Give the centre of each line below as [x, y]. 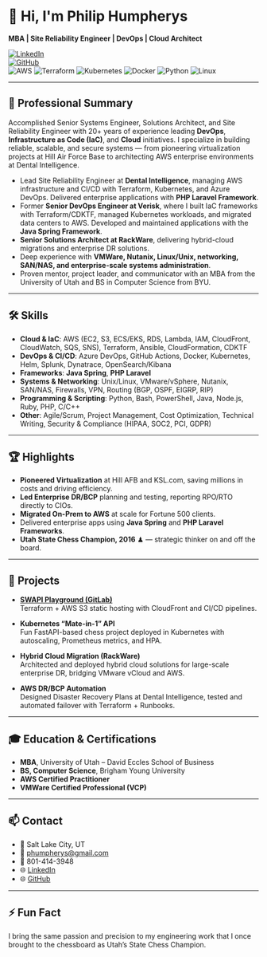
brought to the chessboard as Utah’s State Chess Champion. [107, 944]
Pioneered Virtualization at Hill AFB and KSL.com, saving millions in [132, 480]
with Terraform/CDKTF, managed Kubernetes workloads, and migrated [135, 214]
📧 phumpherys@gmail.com [64, 853]
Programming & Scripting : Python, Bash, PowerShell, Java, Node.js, [132, 398]
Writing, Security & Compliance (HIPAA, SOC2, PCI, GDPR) [116, 423]
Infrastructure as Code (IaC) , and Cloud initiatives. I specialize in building [129, 140]
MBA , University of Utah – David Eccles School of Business [117, 762]
